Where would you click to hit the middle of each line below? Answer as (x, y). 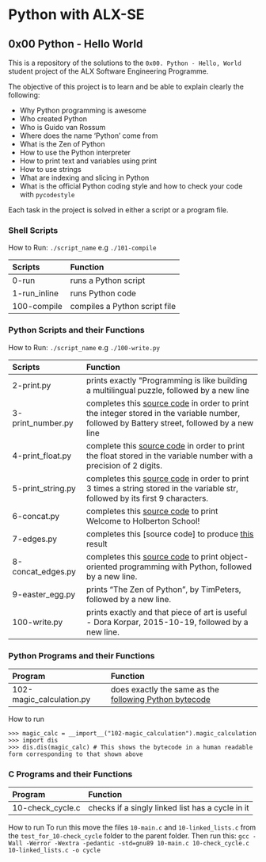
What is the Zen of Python (62, 144)
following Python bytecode (161, 699)
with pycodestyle (47, 195)
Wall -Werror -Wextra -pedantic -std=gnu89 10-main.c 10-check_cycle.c (129, 844)
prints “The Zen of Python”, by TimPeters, (163, 589)
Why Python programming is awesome (83, 110)
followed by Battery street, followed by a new (170, 423)
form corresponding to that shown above (76, 754)
